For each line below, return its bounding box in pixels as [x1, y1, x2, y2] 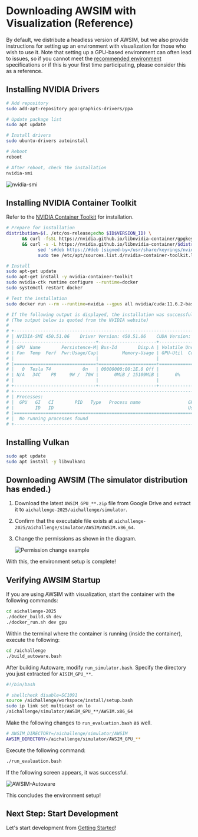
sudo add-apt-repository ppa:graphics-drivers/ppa [6, 106, 133, 111]
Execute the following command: [6, 747, 86, 754]
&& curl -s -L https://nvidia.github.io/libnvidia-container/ [21, 241, 178, 247]
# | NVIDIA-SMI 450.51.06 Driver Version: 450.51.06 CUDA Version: [6, 334, 192, 340]
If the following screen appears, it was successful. [6, 769, 128, 776]
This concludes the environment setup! [6, 792, 101, 799]
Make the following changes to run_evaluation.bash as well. [6, 719, 152, 726]
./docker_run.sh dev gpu [6, 619, 67, 625]
